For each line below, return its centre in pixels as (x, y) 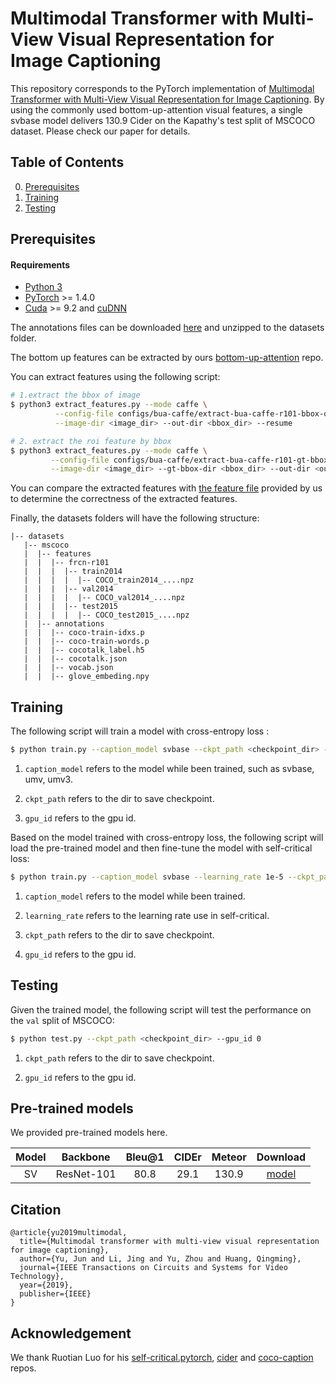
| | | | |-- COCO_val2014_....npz (104, 598)
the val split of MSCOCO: (62, 1020)
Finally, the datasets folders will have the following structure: (135, 518)
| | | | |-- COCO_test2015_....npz (106, 615)
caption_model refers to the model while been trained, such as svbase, (169, 769)
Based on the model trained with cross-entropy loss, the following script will (167, 838)
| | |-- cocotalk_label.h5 (84, 650)
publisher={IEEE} (55, 1294)
